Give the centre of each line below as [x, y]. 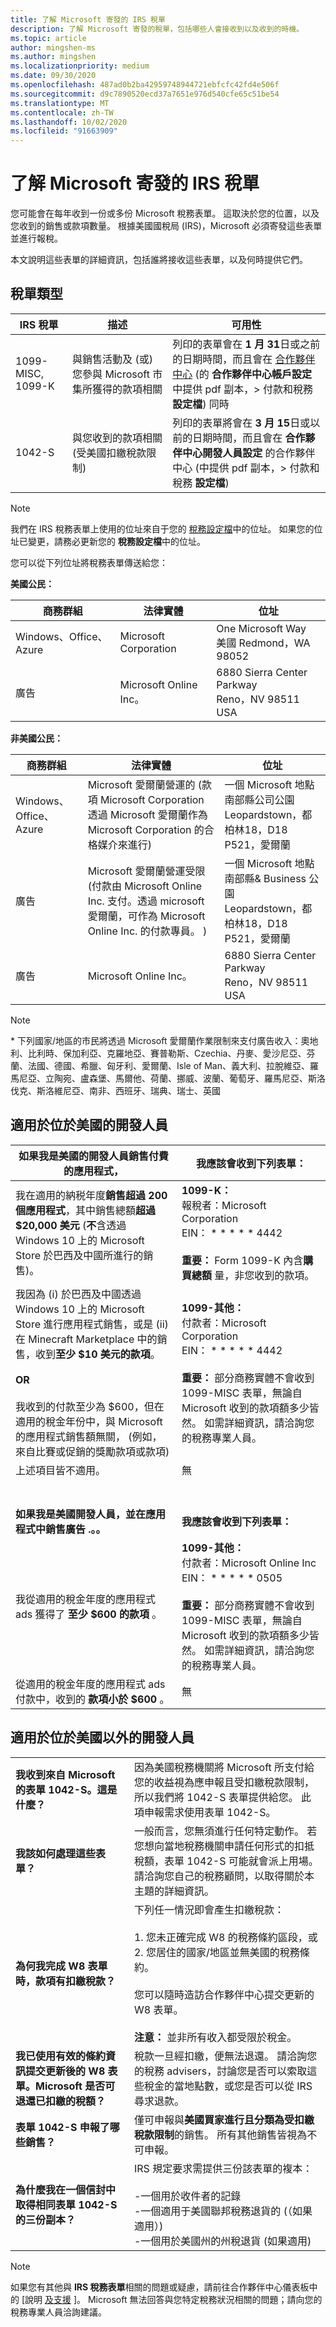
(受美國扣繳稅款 [109, 453]
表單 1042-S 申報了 [62, 2127]
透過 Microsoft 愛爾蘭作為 [147, 814]
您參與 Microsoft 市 [117, 374]
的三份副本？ [46, 2219]
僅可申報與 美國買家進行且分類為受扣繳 [224, 2119]
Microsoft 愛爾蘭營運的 [141, 784]
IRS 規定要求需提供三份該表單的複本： [223, 2168]
